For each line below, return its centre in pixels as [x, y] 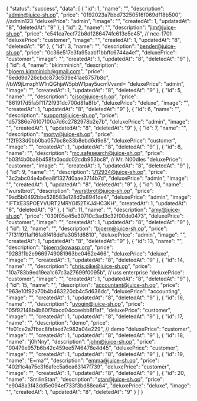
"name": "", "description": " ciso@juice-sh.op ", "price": [72, 96]
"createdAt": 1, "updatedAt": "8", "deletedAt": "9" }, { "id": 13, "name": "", [94, 241]
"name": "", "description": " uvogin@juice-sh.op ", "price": [75, 304]
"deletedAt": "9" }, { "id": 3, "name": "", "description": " [73, 46]
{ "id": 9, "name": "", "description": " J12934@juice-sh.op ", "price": [86, 172]
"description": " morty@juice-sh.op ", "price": [60, 134]
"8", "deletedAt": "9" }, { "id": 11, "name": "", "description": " [79, 210]
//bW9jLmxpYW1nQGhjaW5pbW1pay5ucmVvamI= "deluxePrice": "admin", [95, 84]
